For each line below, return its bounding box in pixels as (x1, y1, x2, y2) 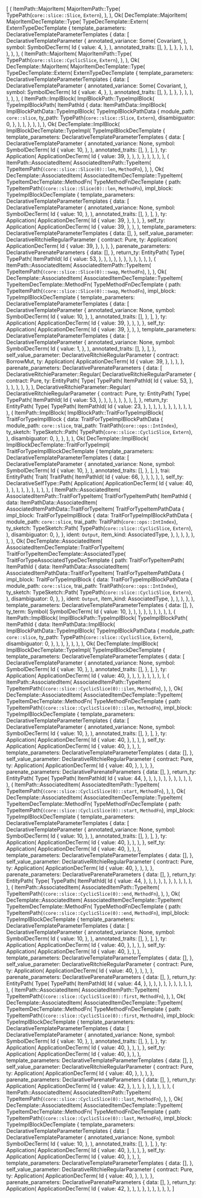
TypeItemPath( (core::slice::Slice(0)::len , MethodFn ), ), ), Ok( (6, 165, 164, 173)
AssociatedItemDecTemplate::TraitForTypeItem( (6, 544, 125, 551)
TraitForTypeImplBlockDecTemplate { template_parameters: (6, 448, 154, 454)
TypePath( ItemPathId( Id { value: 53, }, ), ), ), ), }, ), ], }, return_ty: (6, 397, 168, 403)
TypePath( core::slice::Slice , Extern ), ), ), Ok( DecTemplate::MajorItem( (6, 11, 188, 19)
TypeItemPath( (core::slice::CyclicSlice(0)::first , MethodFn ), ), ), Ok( (6, 993, 186, 999)
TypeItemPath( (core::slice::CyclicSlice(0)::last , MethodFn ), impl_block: (6, 1115, 192, 1121)
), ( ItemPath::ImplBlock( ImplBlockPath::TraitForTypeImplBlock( (6, 409, 164, 416)
